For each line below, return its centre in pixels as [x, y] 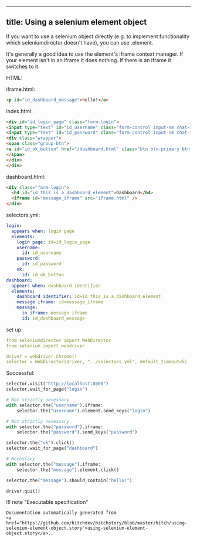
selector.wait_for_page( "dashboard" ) [52, 448]
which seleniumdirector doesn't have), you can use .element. [80, 42]
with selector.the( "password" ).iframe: [55, 427]
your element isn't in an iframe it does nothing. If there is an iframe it [89, 60]
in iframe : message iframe [55, 313]
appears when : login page [43, 231]
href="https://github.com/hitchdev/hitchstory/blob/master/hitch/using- [97, 523]
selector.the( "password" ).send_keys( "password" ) [77, 432]
